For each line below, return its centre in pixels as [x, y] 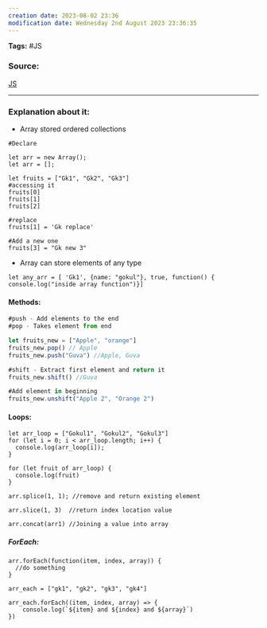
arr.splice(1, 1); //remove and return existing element [104, 497]
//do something [41, 568]
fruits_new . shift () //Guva [53, 377]
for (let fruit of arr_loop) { [60, 469]
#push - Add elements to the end [64, 319]
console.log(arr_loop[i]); [60, 448]
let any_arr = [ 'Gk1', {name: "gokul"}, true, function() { [112, 278]
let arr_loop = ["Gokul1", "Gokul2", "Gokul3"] [89, 434]
